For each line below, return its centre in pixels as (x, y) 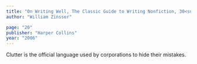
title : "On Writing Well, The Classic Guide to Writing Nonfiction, (91, 11)
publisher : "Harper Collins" (42, 33)
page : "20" (19, 27)
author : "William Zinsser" (39, 17)
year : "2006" (22, 38)
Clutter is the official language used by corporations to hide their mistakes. (96, 55)
